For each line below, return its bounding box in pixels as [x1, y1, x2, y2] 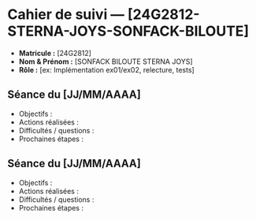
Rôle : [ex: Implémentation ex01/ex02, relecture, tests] [18, 65, 195, 74]
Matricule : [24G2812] [18, 48, 92, 58]
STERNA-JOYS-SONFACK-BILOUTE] [7, 22, 250, 40]
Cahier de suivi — [7, 6, 125, 24]
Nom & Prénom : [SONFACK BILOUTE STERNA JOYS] [18, 57, 194, 66]
